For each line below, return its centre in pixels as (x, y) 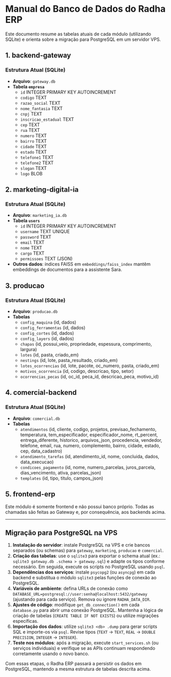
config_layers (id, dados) (47, 338)
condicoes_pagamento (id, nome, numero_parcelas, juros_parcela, (88, 467)
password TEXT (36, 237)
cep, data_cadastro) (41, 451)
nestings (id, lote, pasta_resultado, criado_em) (69, 360)
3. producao (25, 286)
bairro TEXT (33, 141)
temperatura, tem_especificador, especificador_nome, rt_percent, (89, 435)
